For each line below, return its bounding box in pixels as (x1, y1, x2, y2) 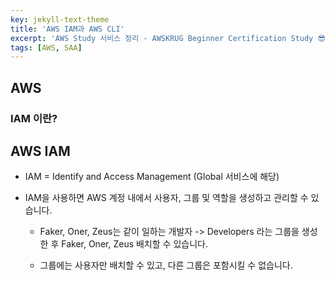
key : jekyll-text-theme (10, 14, 110, 25)
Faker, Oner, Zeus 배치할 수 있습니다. (61, 238, 208, 250)
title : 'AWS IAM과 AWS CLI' (10, 24, 125, 34)
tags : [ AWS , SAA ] (10, 42, 83, 53)
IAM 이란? (10, 111, 58, 125)
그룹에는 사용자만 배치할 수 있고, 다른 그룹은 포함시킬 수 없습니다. (39, 259, 293, 271)
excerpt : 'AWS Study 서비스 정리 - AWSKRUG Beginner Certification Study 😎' (10, 33, 330, 43)
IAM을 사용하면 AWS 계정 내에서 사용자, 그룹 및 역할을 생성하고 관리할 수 (24, 192, 309, 204)
